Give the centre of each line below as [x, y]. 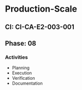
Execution [22, 73]
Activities [16, 57]
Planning [21, 68]
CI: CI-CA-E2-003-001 [40, 27]
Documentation [27, 83]
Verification [23, 78]
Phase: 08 [20, 43]
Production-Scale [41, 9]
